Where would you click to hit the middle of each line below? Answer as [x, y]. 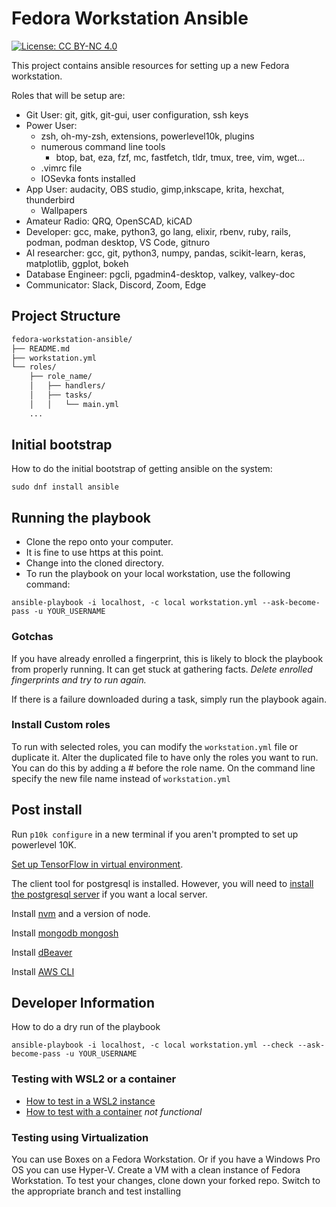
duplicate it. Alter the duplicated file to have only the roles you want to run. [165, 757]
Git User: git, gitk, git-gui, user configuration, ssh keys [137, 114]
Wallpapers [64, 210]
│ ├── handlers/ [67, 386]
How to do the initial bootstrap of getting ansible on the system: [142, 469]
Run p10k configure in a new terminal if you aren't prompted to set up [155, 834]
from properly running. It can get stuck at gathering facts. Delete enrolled [162, 669]
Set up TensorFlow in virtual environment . [97, 864]
